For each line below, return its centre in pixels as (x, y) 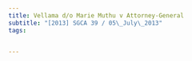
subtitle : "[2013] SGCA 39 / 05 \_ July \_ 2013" (85, 23)
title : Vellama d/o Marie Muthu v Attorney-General (96, 15)
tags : (17, 30)
